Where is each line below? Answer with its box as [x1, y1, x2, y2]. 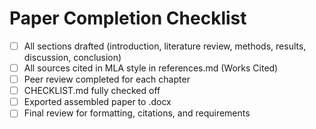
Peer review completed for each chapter [23, 73, 191, 86]
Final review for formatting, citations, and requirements [23, 107, 251, 119]
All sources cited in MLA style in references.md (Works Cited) [23, 62, 279, 74]
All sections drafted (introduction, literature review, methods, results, [23, 40, 307, 52]
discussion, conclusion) [23, 52, 122, 63]
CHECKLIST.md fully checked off [23, 85, 161, 97]
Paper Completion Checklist [9, 7, 247, 30]
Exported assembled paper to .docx [23, 96, 172, 108]
